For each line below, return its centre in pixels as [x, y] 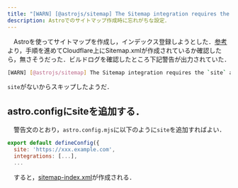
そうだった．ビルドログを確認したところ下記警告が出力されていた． [131, 59]
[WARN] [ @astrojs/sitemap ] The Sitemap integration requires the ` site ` [117, 72]
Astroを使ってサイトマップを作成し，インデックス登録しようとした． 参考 [120, 41]
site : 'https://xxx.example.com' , [64, 150]
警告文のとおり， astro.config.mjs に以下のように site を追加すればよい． [119, 130]
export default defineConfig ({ [53, 143]
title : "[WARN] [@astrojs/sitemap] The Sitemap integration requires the [119, 14]
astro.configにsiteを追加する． [76, 111]
